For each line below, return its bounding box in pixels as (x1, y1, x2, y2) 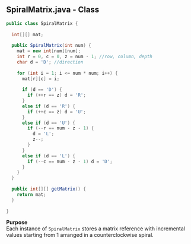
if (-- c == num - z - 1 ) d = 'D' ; (27, 159, 113, 164)
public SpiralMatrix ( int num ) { (11, 43, 92, 49)
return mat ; (17, 191, 46, 198)
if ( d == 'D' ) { (21, 87, 62, 93)
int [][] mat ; (11, 31, 44, 37)
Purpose (6, 219, 28, 226)
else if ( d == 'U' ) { (21, 120, 76, 126)
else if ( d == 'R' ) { (21, 103, 76, 109)
